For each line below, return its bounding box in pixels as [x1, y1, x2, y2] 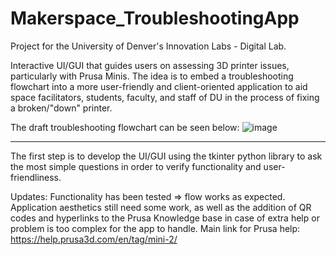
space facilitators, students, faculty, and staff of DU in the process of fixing [10, 91, 320, 103]
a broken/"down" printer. [10, 102, 113, 114]
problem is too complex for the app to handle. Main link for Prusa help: [10, 222, 301, 234]
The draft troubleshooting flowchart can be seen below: [10, 121, 240, 133]
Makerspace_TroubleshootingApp [10, 7, 300, 30]
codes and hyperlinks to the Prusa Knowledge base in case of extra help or [10, 212, 320, 224]
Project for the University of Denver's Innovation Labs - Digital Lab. [10, 40, 287, 52]
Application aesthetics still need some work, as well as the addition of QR [10, 201, 312, 213]
